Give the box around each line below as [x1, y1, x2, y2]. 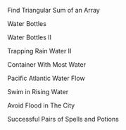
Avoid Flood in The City [7, 101, 75, 110]
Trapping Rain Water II [7, 47, 72, 55]
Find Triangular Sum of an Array [7, 6, 100, 14]
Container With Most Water [7, 60, 87, 69]
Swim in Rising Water [7, 88, 69, 96]
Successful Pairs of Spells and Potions [7, 115, 120, 123]
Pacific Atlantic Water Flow [7, 74, 86, 82]
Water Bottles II [7, 33, 51, 41]
